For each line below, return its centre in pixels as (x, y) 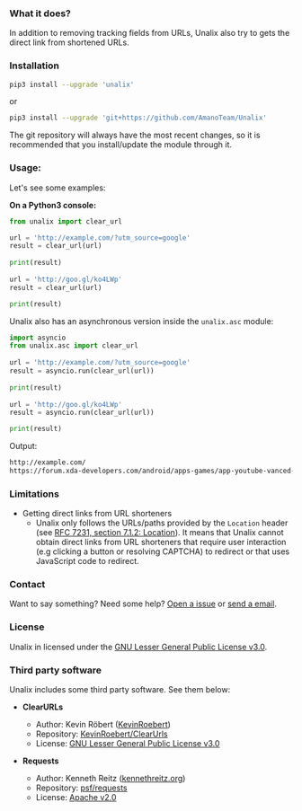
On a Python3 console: (53, 205)
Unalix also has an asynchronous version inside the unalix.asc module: (142, 321)
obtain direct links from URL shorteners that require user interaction (161, 542)
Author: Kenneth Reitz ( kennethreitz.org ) (111, 779)
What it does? (40, 13)
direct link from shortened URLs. (70, 42)
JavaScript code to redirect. (87, 561)
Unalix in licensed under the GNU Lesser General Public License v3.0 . (138, 647)
